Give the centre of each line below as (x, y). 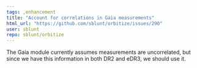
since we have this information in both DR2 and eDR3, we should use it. (96, 59)
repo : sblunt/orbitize (35, 35)
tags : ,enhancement (31, 12)
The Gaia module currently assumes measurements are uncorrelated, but (98, 52)
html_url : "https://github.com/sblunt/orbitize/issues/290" (85, 23)
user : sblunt (23, 29)
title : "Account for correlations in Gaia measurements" (80, 18)
